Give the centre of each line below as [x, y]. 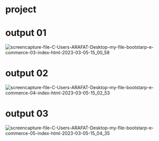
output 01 [26, 33]
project [21, 9]
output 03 [27, 114]
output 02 [27, 73]
